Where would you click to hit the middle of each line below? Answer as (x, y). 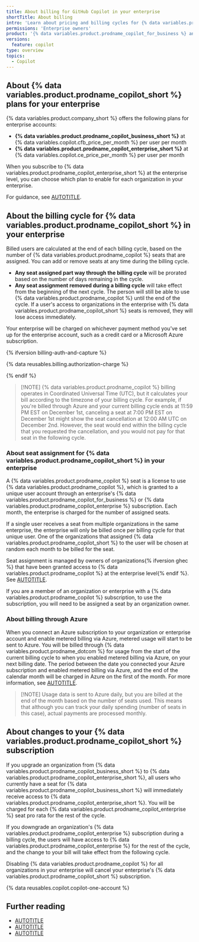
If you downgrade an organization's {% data (60, 827)
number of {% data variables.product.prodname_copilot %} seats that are (96, 255)
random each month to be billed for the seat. (61, 549)
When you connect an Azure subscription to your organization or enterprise (98, 632)
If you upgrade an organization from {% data (61, 765)
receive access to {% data (38, 796)
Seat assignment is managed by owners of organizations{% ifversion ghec (97, 561)
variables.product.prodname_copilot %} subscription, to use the (84, 597)
